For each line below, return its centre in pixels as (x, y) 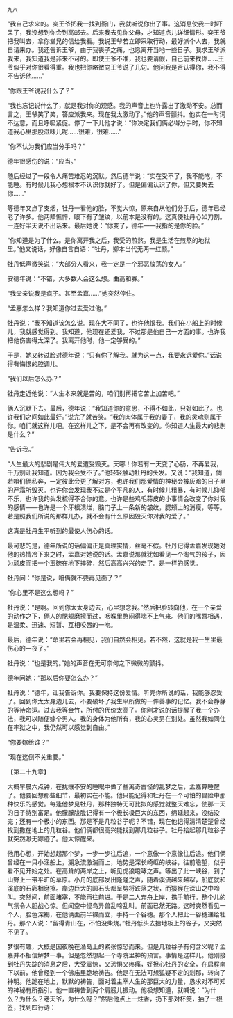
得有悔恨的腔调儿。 (35, 364)
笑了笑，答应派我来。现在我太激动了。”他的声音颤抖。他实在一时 (128, 114)
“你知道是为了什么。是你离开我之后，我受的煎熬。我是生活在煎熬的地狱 (109, 240)
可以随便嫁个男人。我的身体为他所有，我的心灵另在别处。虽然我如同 (122, 718)
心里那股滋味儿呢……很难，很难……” (70, 132)
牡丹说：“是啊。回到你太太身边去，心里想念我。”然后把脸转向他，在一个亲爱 (115, 607)
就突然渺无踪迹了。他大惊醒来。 (53, 838)
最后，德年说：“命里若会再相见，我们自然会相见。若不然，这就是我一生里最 (115, 639)
